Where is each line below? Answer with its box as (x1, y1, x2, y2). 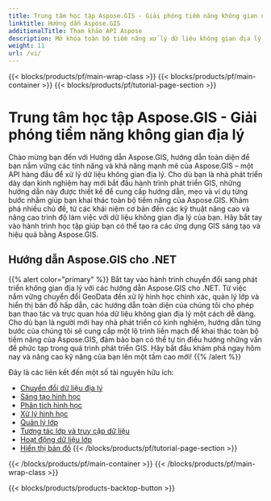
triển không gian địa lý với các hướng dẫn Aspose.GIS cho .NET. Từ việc (8, 283, 248, 293)
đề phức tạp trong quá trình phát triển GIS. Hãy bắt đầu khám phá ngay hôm (8, 343, 261, 352)
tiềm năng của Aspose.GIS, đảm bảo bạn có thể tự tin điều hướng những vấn (8, 335, 262, 344)
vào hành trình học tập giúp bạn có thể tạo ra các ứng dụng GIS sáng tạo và (8, 221, 261, 230)
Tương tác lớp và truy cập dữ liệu (19, 426, 131, 436)
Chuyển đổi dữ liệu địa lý (19, 383, 103, 393)
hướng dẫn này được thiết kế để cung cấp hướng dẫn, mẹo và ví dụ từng (8, 187, 248, 196)
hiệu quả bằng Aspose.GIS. (8, 229, 99, 239)
